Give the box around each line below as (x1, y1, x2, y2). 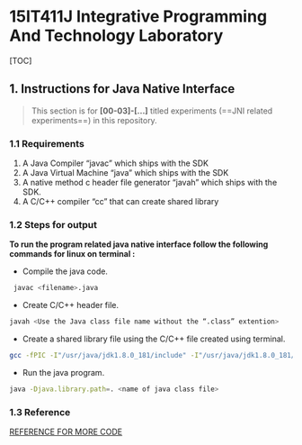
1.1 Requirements (9, 137, 85, 150)
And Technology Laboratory (9, 25, 224, 46)
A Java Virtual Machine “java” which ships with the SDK (22, 168, 229, 178)
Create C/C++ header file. (22, 300, 120, 311)
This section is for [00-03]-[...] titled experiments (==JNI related (31, 105, 273, 116)
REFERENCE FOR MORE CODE (9, 426, 123, 438)
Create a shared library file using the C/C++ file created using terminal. (22, 333, 286, 344)
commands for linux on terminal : (9, 249, 136, 259)
